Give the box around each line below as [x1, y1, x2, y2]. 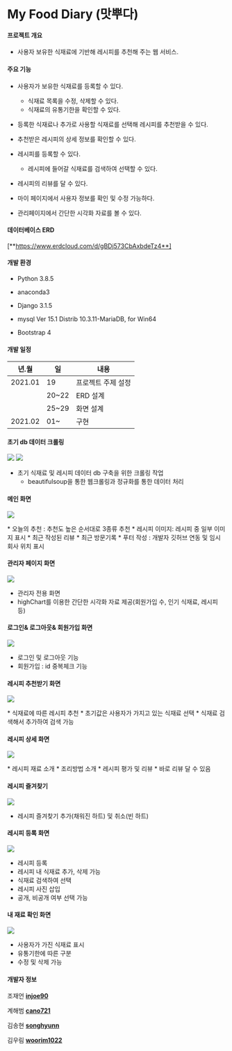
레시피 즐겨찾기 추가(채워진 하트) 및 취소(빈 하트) [17, 811, 149, 820]
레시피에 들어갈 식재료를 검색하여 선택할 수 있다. [27, 164, 158, 172]
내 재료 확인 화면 [7, 911, 51, 919]
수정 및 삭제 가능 [17, 958, 63, 966]
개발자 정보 [7, 975, 37, 984]
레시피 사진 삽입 [17, 884, 60, 893]
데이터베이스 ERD [7, 226, 55, 234]
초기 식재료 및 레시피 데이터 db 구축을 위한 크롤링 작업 [17, 469, 164, 477]
